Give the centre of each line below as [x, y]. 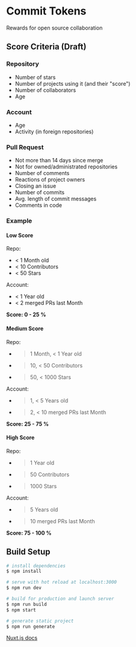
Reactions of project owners [50, 180]
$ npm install [24, 572]
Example [19, 221]
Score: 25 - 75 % [28, 424]
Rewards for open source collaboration [54, 28]
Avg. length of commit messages [56, 199]
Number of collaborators [45, 90]
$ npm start [21, 610]
